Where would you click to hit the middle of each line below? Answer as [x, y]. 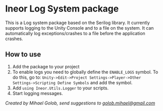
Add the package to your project [46, 66]
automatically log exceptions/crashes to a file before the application [75, 33]
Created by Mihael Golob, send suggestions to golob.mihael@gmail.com [80, 103]
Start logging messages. [38, 93]
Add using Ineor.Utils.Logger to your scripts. [60, 88]
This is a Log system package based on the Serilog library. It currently [77, 23]
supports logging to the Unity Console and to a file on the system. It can [79, 28]
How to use [23, 54]
